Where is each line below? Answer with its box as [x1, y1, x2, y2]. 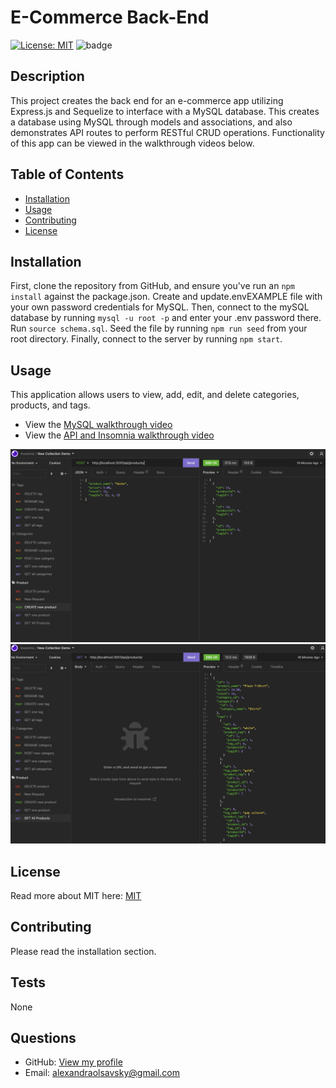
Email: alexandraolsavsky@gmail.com [24, 1067, 181, 1079]
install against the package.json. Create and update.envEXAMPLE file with [10, 291, 323, 303]
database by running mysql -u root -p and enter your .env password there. [10, 312, 322, 324]
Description [10, 68, 85, 85]
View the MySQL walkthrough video [24, 419, 173, 431]
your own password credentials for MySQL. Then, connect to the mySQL [10, 301, 310, 313]
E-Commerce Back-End [10, 6, 210, 29]
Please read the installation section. [10, 945, 157, 957]
